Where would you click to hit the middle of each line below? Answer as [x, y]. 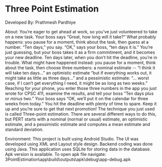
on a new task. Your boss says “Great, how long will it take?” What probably [81, 37]
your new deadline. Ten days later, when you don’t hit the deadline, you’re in [81, 57]
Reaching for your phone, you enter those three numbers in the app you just [81, 88]
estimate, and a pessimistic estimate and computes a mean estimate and [78, 124]
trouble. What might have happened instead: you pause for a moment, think [81, 62]
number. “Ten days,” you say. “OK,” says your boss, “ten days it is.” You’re [79, 47]
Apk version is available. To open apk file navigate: [56, 154]
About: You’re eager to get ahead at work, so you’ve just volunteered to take [81, 31]
